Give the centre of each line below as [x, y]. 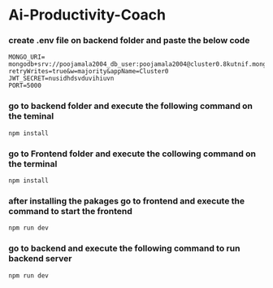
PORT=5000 [25, 86]
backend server [40, 259]
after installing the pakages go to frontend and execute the [127, 201]
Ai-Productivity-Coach [87, 15]
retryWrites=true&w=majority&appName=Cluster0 [89, 72]
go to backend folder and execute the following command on [131, 106]
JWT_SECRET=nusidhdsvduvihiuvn [61, 79]
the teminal [31, 116]
